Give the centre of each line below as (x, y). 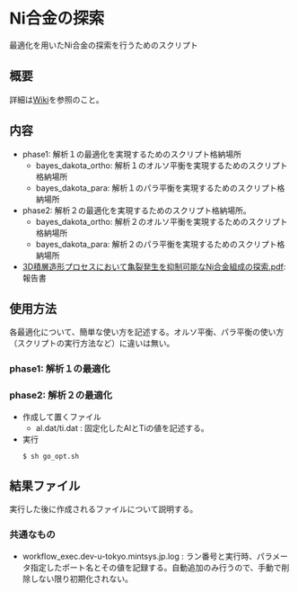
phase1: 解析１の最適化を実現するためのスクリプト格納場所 (132, 154)
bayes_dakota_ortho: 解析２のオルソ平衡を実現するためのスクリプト (162, 221)
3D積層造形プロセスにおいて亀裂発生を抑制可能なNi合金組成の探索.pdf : (154, 266)
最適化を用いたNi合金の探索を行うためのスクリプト (104, 45)
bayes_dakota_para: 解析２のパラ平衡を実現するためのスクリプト (156, 244)
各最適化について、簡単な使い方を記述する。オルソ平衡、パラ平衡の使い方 (147, 332)
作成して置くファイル (61, 417)
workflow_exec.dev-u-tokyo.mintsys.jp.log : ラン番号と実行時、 (140, 556)
